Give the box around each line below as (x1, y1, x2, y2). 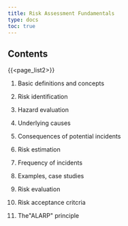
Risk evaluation (17, 185, 61, 193)
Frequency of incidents (17, 158, 83, 167)
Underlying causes (17, 119, 71, 127)
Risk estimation (17, 145, 61, 154)
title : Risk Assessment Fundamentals (7, 10, 115, 17)
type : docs (7, 16, 39, 23)
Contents (7, 48, 48, 59)
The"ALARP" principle (17, 212, 80, 220)
